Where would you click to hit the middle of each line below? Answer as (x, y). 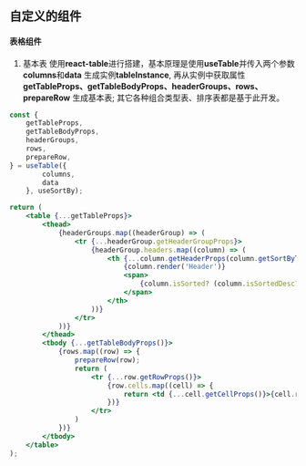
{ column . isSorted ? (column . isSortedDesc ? (219, 284)
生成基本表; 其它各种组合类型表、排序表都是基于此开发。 (178, 98)
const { (24, 115)
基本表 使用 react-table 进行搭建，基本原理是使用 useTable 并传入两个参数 (158, 63)
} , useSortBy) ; (55, 191)
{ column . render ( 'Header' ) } (174, 267)
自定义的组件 (46, 16)
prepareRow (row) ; (107, 360)
